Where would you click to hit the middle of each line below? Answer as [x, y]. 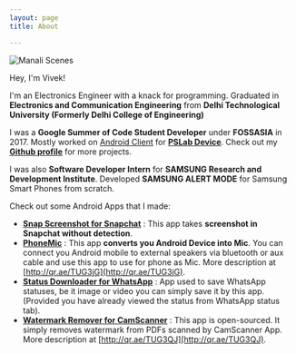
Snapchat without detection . [78, 233]
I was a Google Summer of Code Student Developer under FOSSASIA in [146, 132]
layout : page [34, 18]
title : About [34, 26]
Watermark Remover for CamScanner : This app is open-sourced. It [151, 320]
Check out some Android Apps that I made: [90, 206]
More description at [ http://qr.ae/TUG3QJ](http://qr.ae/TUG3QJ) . [144, 339]
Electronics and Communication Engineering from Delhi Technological [144, 104]
